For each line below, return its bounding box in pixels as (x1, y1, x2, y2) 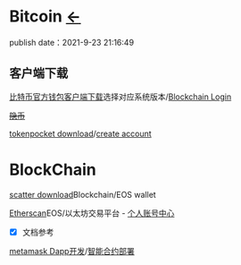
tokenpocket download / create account (9, 128, 152, 139)
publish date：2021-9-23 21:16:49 (9, 37, 135, 47)
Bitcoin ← (9, 6, 82, 27)
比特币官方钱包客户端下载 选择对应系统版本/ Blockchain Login (9, 91, 232, 102)
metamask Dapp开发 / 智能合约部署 (9, 245, 136, 256)
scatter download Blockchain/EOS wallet (9, 189, 156, 200)
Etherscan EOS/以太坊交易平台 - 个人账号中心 (9, 208, 175, 218)
